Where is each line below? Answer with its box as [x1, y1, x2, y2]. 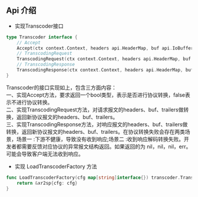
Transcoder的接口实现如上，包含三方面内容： [6, 84, 117, 91]
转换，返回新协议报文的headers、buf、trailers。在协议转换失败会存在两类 [6, 128, 186, 135]
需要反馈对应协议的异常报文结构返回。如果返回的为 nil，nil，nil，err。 [21, 143, 192, 150]
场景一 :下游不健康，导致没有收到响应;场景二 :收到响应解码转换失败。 [16, 135, 184, 143]
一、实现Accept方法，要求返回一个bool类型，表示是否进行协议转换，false [6, 91, 186, 98]
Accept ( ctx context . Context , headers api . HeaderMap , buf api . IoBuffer [16, 45, 194, 51]
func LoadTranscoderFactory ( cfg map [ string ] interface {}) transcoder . [6, 175, 181, 180]
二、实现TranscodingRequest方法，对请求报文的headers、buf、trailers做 [6, 106, 184, 113]
